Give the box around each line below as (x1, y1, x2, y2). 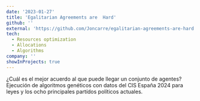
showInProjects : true (6, 59, 60, 65)
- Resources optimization (11, 36, 77, 42)
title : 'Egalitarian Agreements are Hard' (6, 14, 117, 20)
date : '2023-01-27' (6, 8, 55, 15)
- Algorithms (11, 48, 44, 54)
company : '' (6, 53, 36, 59)
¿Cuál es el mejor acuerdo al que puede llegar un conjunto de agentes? (6, 75, 182, 82)
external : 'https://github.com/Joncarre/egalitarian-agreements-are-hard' (6, 25, 197, 32)
